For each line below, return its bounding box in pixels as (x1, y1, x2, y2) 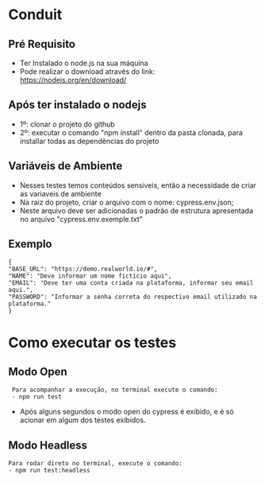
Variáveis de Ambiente (8, 159, 123, 173)
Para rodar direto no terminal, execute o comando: (8, 460, 182, 468)
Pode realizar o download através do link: (19, 67, 156, 76)
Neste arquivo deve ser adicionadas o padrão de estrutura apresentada (19, 205, 254, 216)
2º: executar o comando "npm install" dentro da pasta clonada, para (19, 127, 244, 137)
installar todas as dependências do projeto (19, 136, 159, 146)
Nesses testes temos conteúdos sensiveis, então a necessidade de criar (19, 181, 256, 190)
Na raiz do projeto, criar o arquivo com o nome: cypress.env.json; (19, 197, 234, 207)
